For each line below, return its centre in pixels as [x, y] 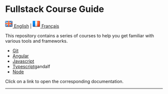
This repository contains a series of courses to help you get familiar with [79, 35]
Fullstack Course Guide [54, 9]
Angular [20, 56]
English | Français [36, 26]
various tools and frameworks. [36, 41]
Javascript [23, 61]
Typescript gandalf [31, 66]
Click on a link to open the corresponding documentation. [64, 81]
